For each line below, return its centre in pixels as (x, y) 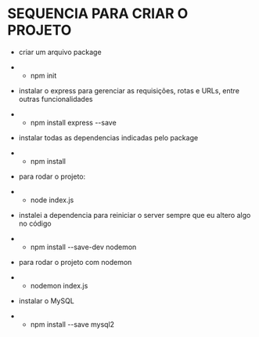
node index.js (52, 200)
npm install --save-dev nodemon (83, 247)
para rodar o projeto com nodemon (75, 262)
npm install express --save (73, 122)
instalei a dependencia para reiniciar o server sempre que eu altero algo (135, 215)
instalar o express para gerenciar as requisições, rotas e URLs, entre (129, 90)
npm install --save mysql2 (72, 324)
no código (35, 223)
